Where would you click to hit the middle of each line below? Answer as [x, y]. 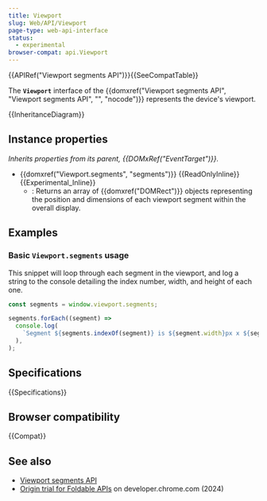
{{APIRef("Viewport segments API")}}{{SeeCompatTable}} [103, 75]
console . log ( [37, 326]
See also [30, 461]
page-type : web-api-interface [58, 30]
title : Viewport [35, 16]
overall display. [56, 208]
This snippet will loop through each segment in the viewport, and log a [124, 273]
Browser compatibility [64, 417]
